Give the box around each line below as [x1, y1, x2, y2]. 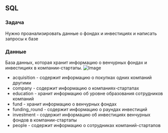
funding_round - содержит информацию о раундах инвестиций [12, 106, 147, 112]
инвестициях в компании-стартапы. [5, 64, 83, 70]
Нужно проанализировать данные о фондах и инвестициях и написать [5, 30, 157, 36]
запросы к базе [5, 35, 39, 41]
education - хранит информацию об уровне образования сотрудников [12, 90, 163, 96]
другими [12, 79, 32, 85]
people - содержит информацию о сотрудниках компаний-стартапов [12, 122, 161, 128]
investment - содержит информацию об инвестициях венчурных [12, 111, 151, 117]
